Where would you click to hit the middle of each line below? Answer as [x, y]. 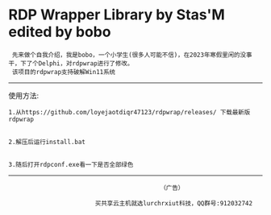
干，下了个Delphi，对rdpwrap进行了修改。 [71, 63]
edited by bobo [60, 32]
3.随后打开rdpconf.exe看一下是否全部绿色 [71, 164]
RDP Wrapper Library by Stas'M [117, 15]
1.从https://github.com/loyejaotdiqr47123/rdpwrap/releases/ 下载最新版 [129, 112]
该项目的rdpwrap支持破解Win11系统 [63, 72]
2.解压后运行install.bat [47, 142]
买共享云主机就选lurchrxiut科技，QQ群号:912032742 [173, 203]
